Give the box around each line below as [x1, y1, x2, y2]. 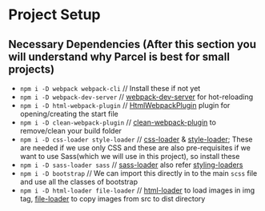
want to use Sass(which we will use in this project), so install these [19, 152, 240, 161]
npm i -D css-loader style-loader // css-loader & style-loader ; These [19, 134, 253, 144]
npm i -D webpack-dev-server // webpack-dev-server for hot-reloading [19, 92, 254, 102]
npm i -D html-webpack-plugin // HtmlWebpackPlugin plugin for [19, 101, 231, 109]
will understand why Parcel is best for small [8, 50, 231, 63]
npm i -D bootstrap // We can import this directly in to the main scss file [19, 169, 258, 177]
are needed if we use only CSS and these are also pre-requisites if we [19, 143, 251, 153]
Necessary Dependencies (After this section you [8, 38, 257, 51]
